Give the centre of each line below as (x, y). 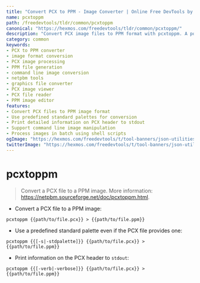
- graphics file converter (40, 84)
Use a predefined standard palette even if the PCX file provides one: (99, 231)
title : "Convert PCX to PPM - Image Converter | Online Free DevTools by (100, 12)
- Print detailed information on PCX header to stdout (76, 123)
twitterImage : (24, 144)
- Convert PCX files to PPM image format (58, 111)
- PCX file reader (29, 95)
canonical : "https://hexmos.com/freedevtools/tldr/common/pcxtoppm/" (94, 28)
